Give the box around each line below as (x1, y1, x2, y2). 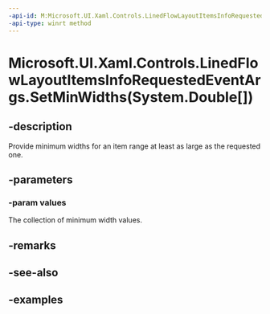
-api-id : (8, 11, 38, 20)
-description (8, 120, 72, 133)
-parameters (8, 173, 73, 186)
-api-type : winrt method (8, 19, 92, 27)
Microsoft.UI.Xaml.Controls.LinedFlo (8, 54, 259, 72)
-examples (8, 293, 63, 307)
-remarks (8, 239, 56, 252)
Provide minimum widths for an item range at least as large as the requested (8, 141, 261, 151)
